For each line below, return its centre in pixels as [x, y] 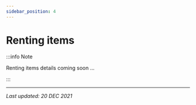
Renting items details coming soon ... [50, 68]
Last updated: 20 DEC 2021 [39, 96]
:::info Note [20, 57]
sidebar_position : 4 [31, 11]
